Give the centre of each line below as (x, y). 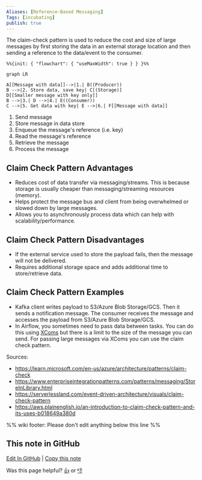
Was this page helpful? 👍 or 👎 (44, 470)
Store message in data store (50, 123)
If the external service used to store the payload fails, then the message (104, 254)
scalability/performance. (45, 221)
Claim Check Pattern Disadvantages (75, 240)
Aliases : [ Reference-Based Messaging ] (55, 12)
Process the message (42, 149)
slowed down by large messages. (56, 208)
